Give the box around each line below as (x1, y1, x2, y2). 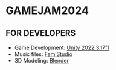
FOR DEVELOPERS (5, 28, 76, 38)
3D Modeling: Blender (14, 57, 69, 64)
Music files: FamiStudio (14, 51, 73, 58)
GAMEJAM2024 (5, 4, 89, 18)
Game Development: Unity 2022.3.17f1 (14, 44, 110, 51)
